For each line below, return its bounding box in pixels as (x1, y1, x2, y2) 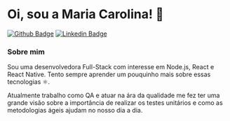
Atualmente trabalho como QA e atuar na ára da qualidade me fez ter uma (7, 91, 220, 100)
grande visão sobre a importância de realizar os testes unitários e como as (7, 99, 223, 107)
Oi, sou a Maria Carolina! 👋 (7, 6, 164, 22)
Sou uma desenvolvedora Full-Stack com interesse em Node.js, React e (7, 63, 215, 71)
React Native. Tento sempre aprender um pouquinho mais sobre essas (7, 70, 211, 79)
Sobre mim (7, 47, 46, 57)
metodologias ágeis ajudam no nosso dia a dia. (7, 106, 143, 115)
